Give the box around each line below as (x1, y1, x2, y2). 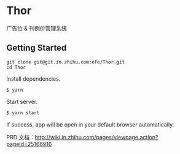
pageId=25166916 (6, 140, 52, 147)
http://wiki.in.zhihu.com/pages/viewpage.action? (34, 133, 158, 141)
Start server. (6, 98, 38, 105)
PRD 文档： (6, 133, 35, 141)
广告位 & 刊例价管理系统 (6, 24, 67, 32)
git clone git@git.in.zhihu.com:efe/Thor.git (6, 59, 125, 65)
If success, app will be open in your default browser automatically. (6, 120, 174, 128)
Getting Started (6, 43, 67, 53)
